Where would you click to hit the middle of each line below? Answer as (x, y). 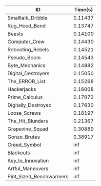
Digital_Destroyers (29, 73)
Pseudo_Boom (24, 57)
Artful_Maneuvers (28, 169)
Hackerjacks (22, 89)
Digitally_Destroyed (30, 105)
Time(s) (83, 10)
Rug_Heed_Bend (27, 26)
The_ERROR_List (27, 81)
